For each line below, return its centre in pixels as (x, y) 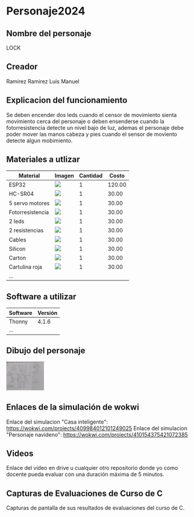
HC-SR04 (21, 194)
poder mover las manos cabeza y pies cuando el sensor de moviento (92, 134)
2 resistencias (26, 230)
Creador (22, 67)
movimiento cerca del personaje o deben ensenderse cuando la (85, 121)
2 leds (17, 221)
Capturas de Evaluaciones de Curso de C (84, 493)
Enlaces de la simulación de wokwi (73, 408)
